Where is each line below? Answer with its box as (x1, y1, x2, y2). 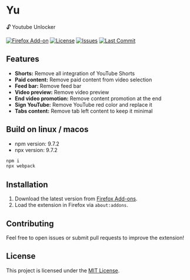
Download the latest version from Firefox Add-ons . (14, 195, 138, 202)
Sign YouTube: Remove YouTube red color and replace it (14, 101, 152, 108)
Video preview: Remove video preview (14, 88, 109, 95)
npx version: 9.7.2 (14, 146, 58, 153)
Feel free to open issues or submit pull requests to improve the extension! (6, 234, 184, 241)
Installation (6, 179, 48, 189)
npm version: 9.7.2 (14, 140, 60, 147)
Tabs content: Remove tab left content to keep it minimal (14, 107, 153, 114)
